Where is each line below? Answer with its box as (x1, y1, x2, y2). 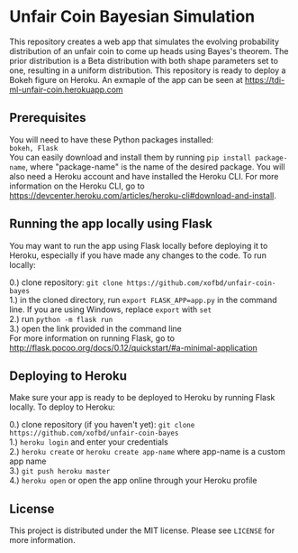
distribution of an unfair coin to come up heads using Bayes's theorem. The (9, 45, 290, 56)
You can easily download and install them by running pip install (9, 152, 252, 162)
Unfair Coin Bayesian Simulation (9, 6, 256, 27)
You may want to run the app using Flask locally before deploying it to (9, 240, 268, 251)
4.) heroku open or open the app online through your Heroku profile (9, 475, 257, 486)
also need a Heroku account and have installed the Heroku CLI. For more (9, 171, 279, 181)
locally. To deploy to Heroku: (9, 401, 115, 412)
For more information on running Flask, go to (9, 332, 176, 344)
